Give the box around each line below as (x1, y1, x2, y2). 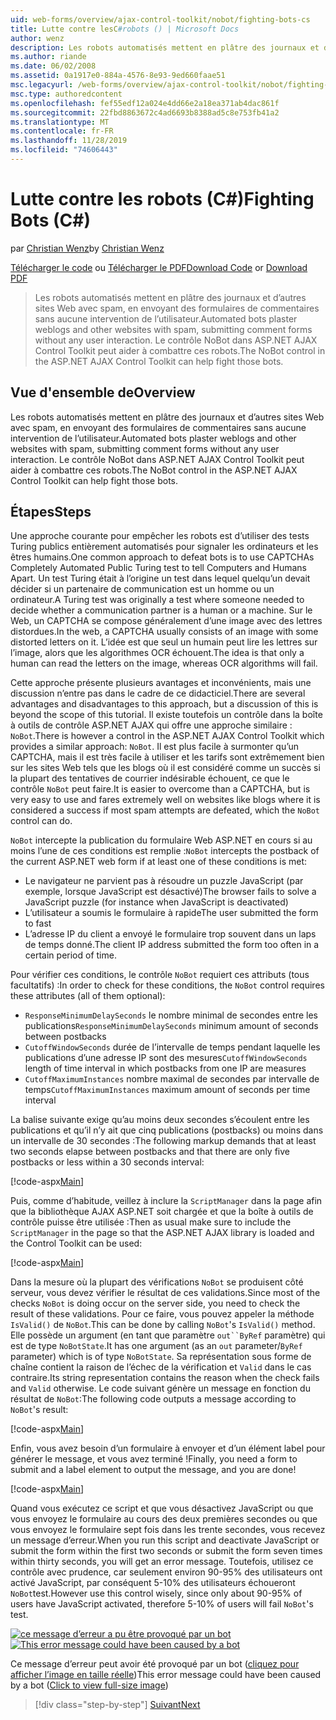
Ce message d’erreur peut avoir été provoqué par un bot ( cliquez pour (10, 1658, 300, 1670)
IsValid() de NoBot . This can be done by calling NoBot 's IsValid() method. (10, 1319, 316, 1331)
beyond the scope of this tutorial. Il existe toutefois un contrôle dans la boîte (10, 709, 323, 721)
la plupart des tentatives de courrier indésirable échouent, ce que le (10, 772, 290, 785)
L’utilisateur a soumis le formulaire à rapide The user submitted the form (24, 907, 319, 919)
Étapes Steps (10, 504, 92, 521)
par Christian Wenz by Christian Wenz (10, 242, 165, 254)
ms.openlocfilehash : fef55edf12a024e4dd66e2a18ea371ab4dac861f (10, 98, 280, 108)
